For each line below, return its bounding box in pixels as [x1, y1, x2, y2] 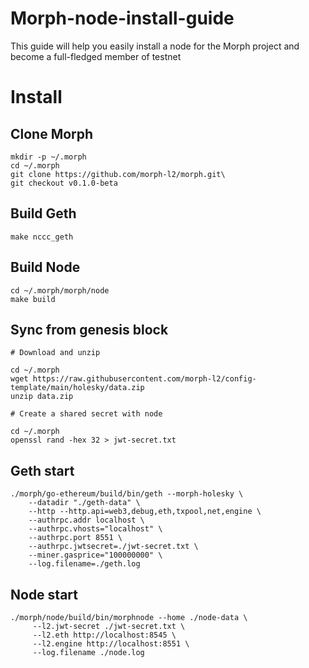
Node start [10, 586, 79, 603]
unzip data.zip [10, 392, 74, 402]
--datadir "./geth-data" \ [28, 498, 141, 508]
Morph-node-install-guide [10, 7, 235, 30]
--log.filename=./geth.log [28, 559, 141, 569]
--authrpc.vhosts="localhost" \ [28, 524, 163, 534]
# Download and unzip [10, 348, 101, 358]
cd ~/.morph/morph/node [10, 285, 110, 296]
